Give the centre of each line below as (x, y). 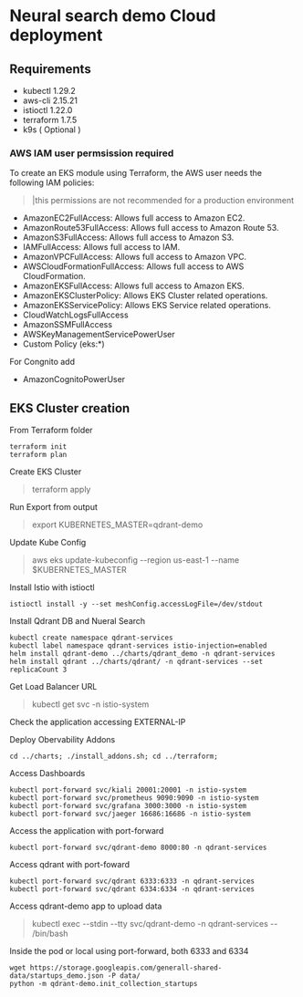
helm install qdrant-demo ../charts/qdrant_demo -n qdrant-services (142, 654)
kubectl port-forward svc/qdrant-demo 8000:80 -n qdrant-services (138, 848)
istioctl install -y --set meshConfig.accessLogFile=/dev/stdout (136, 604)
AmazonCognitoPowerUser (74, 379)
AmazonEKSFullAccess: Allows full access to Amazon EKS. (133, 286)
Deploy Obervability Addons (63, 740)
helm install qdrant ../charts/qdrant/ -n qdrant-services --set (136, 662)
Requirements (50, 69)
